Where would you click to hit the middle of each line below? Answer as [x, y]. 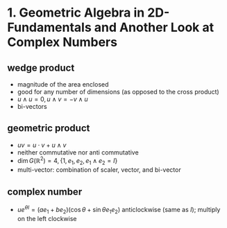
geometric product [49, 129]
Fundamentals [49, 27]
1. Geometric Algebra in [76, 13]
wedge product [41, 68]
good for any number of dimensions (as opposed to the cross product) [118, 92]
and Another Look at [154, 27]
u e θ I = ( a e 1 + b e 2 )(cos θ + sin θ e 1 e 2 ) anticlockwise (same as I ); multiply [119, 210]
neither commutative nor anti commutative [78, 152]
